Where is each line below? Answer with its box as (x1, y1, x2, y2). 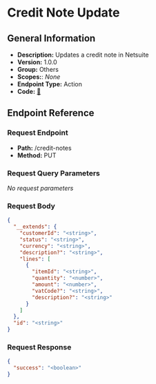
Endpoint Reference (7, 107, 95, 119)
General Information (7, 32, 96, 44)
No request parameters (7, 184, 74, 192)
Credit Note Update (7, 5, 120, 21)
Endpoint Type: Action (17, 80, 83, 88)
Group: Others (17, 66, 59, 73)
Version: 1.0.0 (17, 58, 57, 66)
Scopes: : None (17, 73, 61, 81)
